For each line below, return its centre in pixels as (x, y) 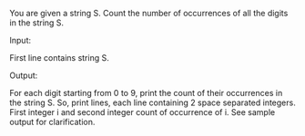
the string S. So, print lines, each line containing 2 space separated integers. (152, 102)
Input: (20, 40)
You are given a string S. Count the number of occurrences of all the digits (149, 13)
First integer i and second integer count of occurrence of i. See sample (142, 112)
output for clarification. (52, 122)
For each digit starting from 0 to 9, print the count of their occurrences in (146, 93)
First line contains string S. (59, 58)
